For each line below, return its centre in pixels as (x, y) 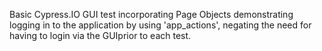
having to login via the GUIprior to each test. (100, 35)
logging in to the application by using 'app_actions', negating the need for (160, 25)
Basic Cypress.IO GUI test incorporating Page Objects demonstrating (151, 14)
